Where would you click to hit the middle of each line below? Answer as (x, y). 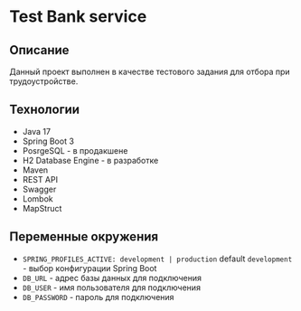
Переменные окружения (84, 237)
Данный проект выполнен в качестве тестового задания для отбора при (150, 71)
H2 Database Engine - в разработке (90, 160)
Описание (39, 50)
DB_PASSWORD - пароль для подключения (98, 297)
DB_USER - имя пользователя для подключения (112, 287)
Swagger (39, 189)
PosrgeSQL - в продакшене (75, 150)
